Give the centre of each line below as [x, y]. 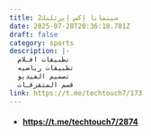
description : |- [40, 51]
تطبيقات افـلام [44, 59]
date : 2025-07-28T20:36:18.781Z [70, 26]
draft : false [34, 34]
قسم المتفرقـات [46, 85]
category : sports [42, 43]
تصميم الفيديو [44, 77]
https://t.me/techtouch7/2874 [80, 122]
